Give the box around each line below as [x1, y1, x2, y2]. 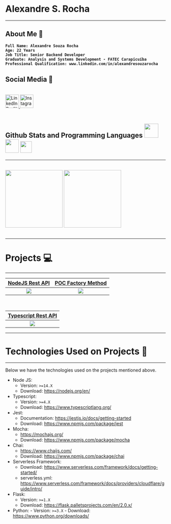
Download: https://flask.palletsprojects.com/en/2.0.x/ [20, 502, 132, 508]
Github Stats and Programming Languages [5, 131, 143, 140]
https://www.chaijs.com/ [20, 448, 72, 454]
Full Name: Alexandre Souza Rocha [5, 43, 79, 49]
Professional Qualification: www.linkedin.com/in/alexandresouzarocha [5, 61, 158, 67]
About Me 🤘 [5, 30, 43, 38]
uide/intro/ [20, 486, 42, 492]
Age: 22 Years [5, 48, 36, 53]
